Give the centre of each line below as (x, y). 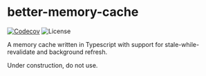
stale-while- (182, 44)
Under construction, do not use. (53, 65)
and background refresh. (72, 52)
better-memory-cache (73, 12)
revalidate (21, 52)
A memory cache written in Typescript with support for (85, 44)
